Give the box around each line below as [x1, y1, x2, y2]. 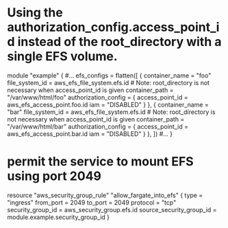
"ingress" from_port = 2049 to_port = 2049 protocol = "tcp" [7, 198, 177, 207]
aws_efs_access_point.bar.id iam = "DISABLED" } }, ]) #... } [7, 129, 173, 138]
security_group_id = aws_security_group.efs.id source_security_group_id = [7, 205, 217, 214]
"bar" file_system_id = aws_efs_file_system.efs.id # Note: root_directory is [7, 108, 216, 116]
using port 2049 [7, 168, 101, 184]
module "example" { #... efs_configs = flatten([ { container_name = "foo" [7, 71, 212, 80]
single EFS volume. [7, 49, 118, 65]
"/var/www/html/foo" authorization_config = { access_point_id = [7, 93, 188, 101]
